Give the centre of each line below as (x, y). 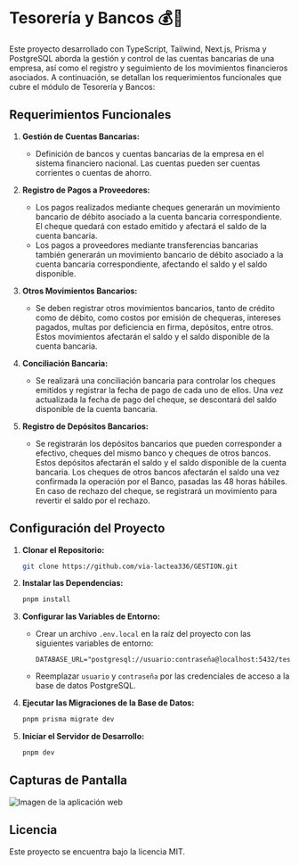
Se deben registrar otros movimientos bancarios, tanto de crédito (155, 308)
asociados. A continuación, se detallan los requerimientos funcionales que (145, 77)
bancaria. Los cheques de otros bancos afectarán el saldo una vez (158, 472)
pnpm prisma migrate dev (68, 720)
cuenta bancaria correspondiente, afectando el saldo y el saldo (151, 264)
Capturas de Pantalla (68, 781)
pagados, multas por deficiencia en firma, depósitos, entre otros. (154, 326)
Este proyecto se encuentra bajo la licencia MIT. (97, 851)
